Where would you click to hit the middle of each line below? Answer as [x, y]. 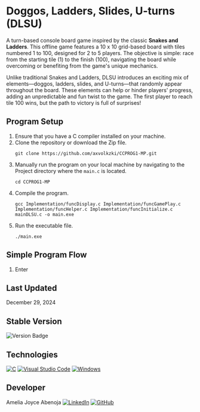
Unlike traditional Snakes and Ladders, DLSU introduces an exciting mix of [98, 77]
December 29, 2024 [31, 302]
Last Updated [32, 288]
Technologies [32, 355]
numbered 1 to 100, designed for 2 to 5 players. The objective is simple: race [100, 53]
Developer [26, 388]
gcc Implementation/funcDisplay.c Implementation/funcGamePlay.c [98, 204]
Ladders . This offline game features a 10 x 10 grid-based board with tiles [96, 47]
